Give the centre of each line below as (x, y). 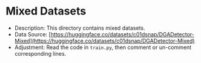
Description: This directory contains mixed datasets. (80, 28)
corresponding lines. (40, 53)
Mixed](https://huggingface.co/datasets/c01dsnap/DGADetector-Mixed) (104, 41)
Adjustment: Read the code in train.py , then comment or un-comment (103, 47)
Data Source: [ (32, 34)
